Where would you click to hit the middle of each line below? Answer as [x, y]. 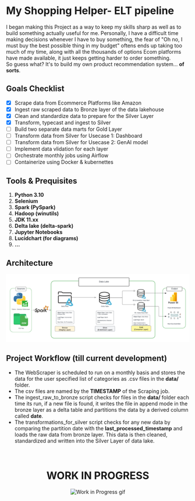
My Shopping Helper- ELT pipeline [90, 11]
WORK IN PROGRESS [98, 476]
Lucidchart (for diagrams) [46, 238]
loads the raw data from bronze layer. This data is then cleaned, [91, 434]
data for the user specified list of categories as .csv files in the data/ [97, 378]
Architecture [30, 263]
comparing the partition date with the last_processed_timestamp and [98, 428]
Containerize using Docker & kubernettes [64, 162]
